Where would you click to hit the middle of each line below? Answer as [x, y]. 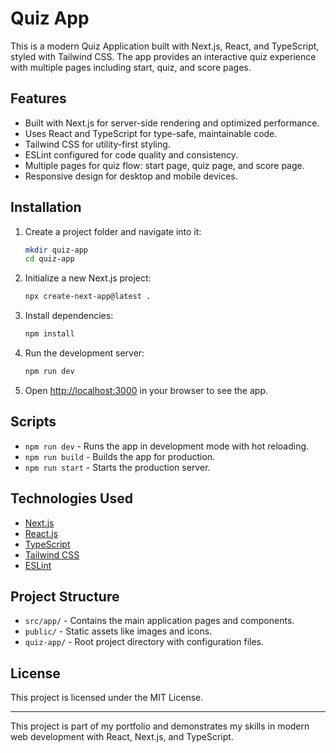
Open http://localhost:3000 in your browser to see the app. [146, 390]
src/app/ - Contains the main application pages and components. [159, 621]
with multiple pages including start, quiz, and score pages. [131, 67]
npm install [49, 334]
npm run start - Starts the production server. [117, 467]
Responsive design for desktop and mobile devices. [131, 176]
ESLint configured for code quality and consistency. [131, 154]
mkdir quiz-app [56, 250]
